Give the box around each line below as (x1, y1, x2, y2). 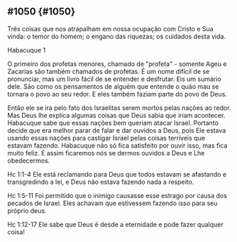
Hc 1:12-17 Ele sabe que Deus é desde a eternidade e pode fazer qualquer (7, 220, 224, 229)
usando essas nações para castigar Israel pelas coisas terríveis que (7, 133, 206, 142)
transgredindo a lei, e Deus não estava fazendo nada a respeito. (7, 177, 194, 186)
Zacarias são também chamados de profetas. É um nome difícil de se (7, 67, 210, 75)
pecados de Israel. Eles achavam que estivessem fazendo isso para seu (7, 199, 218, 207)
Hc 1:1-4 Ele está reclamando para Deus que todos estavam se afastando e (7, 170, 227, 178)
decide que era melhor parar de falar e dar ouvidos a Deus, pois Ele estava (7, 126, 226, 134)
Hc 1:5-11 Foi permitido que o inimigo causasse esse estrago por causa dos (7, 191, 227, 199)
